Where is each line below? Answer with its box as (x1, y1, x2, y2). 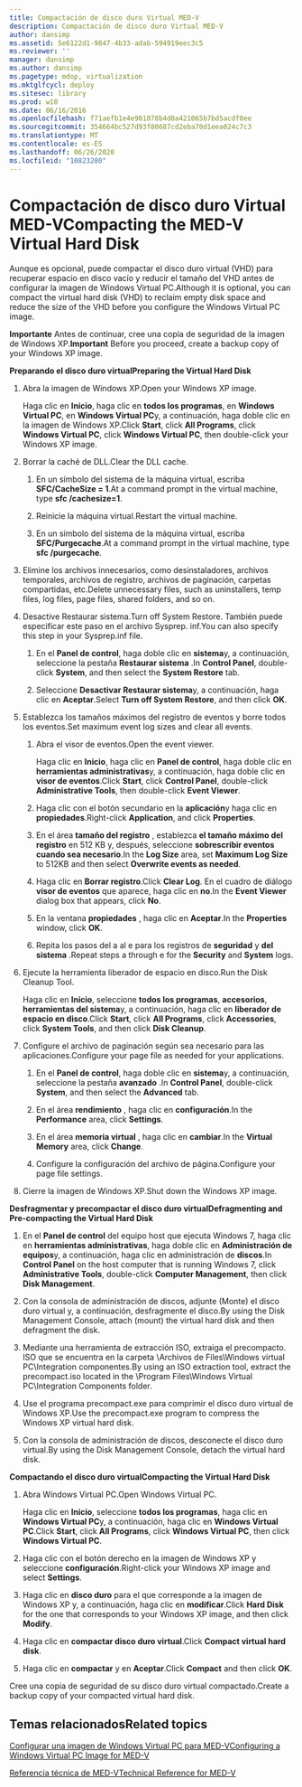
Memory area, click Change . (35, 1141, 144, 1152)
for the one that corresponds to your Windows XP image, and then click (22, 1609, 288, 1620)
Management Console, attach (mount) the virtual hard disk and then (22, 1315, 275, 1326)
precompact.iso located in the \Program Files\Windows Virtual (22, 1371, 253, 1382)
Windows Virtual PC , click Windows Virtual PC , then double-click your (22, 429, 289, 440)
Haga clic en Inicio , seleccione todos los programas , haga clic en (22, 1507, 268, 1518)
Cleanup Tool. (22, 977, 75, 988)
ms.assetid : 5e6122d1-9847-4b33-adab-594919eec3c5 (9, 38, 204, 48)
